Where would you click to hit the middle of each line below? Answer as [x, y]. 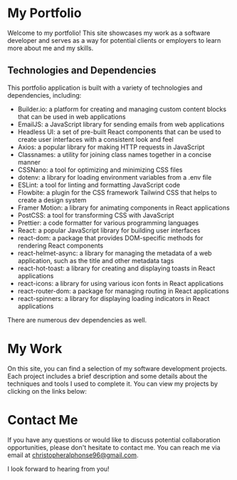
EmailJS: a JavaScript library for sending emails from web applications [121, 124]
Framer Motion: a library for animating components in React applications [123, 208]
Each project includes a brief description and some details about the [107, 376]
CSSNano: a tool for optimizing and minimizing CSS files [100, 170]
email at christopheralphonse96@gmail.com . [73, 455]
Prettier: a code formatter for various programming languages [108, 223]
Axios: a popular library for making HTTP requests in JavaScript [111, 147]
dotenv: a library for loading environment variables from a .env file [115, 177]
